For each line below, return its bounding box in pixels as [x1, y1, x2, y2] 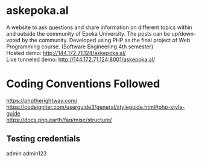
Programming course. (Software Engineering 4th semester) [6, 43, 154, 50]
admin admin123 [6, 149, 47, 157]
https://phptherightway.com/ [6, 97, 78, 104]
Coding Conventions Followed [6, 77, 160, 91]
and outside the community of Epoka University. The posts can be [6, 30, 171, 37]
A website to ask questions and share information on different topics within [6, 24, 192, 31]
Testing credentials [6, 134, 81, 144]
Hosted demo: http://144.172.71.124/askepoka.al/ [6, 49, 127, 56]
